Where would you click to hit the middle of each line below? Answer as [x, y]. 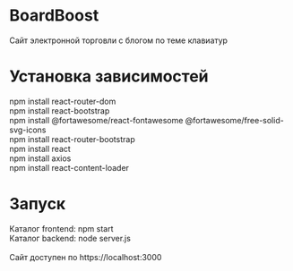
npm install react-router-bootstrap [73, 139]
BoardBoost [54, 16]
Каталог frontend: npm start [61, 228]
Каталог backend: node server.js [70, 238]
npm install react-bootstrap [60, 110]
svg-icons [28, 130]
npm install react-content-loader [69, 167]
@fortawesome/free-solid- [234, 120]
